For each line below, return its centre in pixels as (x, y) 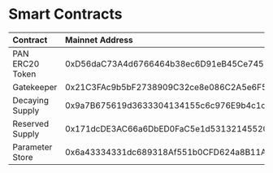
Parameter (32, 147)
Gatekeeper (35, 87)
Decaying (31, 100)
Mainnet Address (99, 40)
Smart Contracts (66, 14)
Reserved (31, 123)
